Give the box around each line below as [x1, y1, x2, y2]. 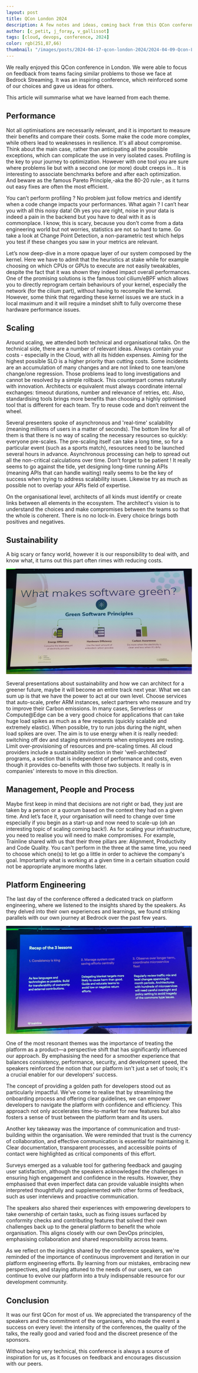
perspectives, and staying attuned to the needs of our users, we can [6, 1266, 172, 1273]
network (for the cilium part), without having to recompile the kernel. [6, 287, 172, 294]
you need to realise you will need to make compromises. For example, [6, 831, 176, 839]
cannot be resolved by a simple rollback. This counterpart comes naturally [6, 376, 187, 383]
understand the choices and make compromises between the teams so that [6, 506, 190, 513]
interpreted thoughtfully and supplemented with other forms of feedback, [6, 1187, 184, 1194]
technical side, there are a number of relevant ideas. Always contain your [6, 345, 184, 352]
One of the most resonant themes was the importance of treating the [6, 1040, 173, 1047]
